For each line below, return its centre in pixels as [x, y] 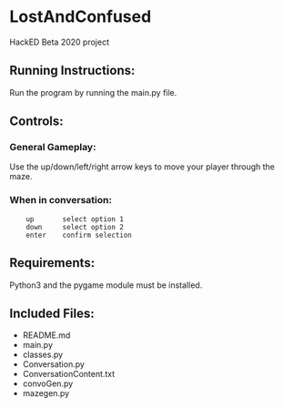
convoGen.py [48, 383]
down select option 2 [75, 227]
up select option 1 [75, 219]
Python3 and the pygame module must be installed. [106, 285]
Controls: [36, 122]
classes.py [43, 355]
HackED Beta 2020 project [59, 42]
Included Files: [52, 313]
